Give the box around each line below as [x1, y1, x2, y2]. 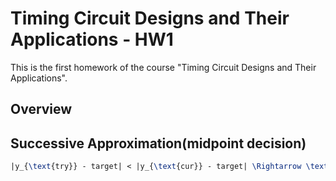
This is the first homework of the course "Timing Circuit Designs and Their [10, 61, 317, 73]
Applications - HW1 [10, 28, 174, 51]
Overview [10, 101, 73, 118]
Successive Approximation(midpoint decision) [10, 135, 307, 152]
